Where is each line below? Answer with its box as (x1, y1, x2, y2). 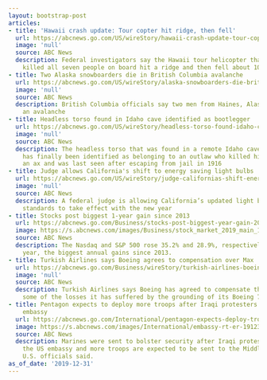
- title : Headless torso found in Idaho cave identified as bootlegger (8, 116, 250, 123)
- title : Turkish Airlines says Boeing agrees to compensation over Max (8, 256, 254, 264)
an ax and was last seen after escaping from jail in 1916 (22, 160, 222, 168)
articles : (8, 19, 41, 27)
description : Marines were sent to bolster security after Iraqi (15, 338, 237, 346)
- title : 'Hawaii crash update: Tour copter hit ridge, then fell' (8, 26, 237, 34)
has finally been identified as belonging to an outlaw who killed (22, 152, 250, 160)
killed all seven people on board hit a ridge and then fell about (22, 64, 250, 72)
